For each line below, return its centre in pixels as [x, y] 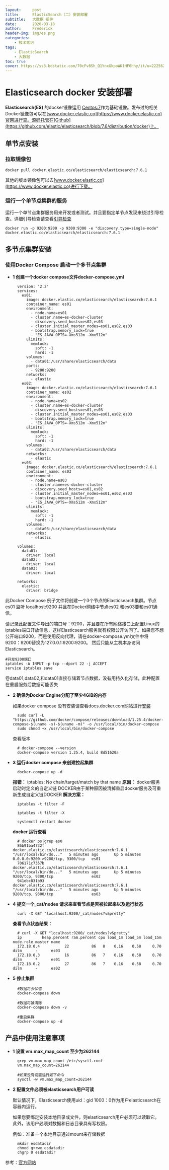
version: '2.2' [33, 286]
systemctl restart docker [44, 822]
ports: [33, 365]
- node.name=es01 [49, 313]
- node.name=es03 [49, 480]
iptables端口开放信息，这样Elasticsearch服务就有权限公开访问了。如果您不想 [84, 630]
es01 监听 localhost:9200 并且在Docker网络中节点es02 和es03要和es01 [79, 607]
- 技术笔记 [24, 43]
